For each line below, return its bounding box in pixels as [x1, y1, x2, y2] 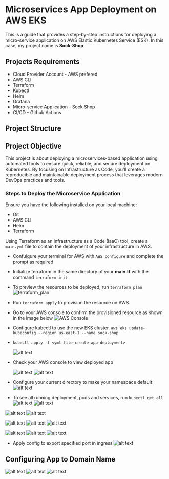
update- [129, 326, 145, 331]
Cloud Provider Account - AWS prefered [12, 71, 98, 77]
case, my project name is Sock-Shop [5, 42, 83, 48]
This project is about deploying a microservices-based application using [5, 155, 158, 161]
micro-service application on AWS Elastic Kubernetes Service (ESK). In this [5, 37, 164, 43]
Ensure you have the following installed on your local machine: [5, 201, 137, 208]
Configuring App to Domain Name [5, 455, 116, 464]
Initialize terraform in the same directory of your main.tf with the [12, 269, 149, 275]
